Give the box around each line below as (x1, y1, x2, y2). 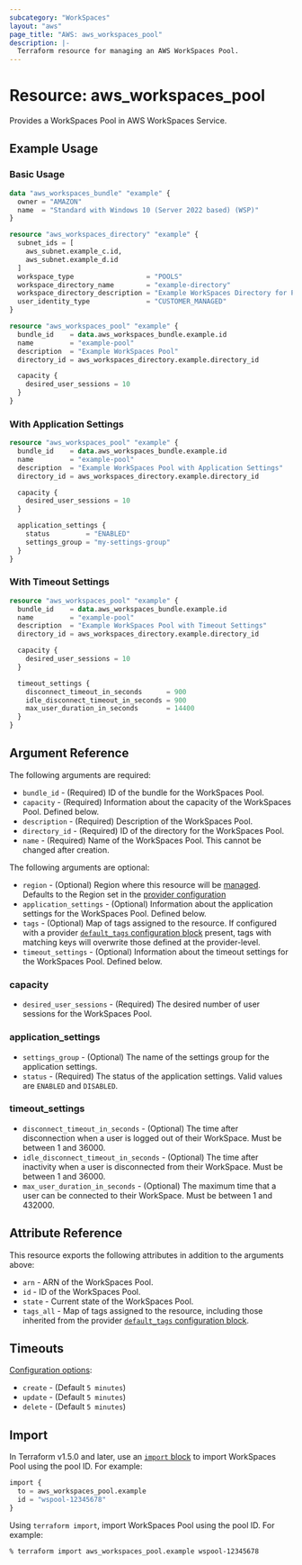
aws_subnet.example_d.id (25, 255, 119, 264)
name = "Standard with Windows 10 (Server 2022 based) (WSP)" (17, 205, 259, 214)
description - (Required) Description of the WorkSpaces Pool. (22, 816, 253, 827)
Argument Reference (9, 746, 129, 761)
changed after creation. (22, 844, 110, 855)
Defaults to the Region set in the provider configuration (22, 889, 226, 900)
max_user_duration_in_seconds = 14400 (25, 704, 195, 713)
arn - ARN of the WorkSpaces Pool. (22, 1276, 154, 1288)
